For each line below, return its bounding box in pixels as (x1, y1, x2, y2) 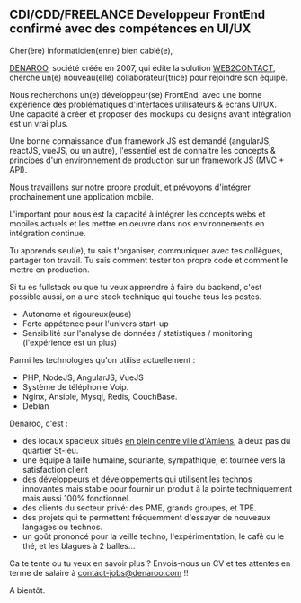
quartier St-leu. (22, 445, 79, 456)
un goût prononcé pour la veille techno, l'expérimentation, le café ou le (22, 530, 285, 542)
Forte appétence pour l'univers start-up (22, 318, 169, 329)
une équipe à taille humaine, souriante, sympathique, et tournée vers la (22, 454, 286, 466)
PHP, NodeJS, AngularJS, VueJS (22, 372, 144, 383)
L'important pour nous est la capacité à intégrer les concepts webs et (9, 208, 266, 219)
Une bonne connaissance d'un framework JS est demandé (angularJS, (9, 135, 271, 146)
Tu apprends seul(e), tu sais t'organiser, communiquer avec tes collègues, (9, 244, 283, 255)
